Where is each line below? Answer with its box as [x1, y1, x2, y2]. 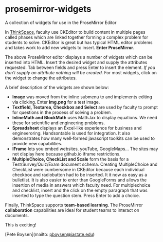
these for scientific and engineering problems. [12, 120, 105, 126]
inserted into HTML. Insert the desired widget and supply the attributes [5, 59, 147, 65]
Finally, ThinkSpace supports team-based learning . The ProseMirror [5, 202, 143, 208]
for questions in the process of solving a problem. [12, 109, 112, 115]
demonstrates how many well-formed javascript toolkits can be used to [12, 135, 155, 141]
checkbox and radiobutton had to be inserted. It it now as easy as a [12, 172, 147, 177]
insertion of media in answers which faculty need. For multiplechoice [12, 182, 151, 188]
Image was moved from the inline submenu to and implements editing [12, 94, 152, 100]
